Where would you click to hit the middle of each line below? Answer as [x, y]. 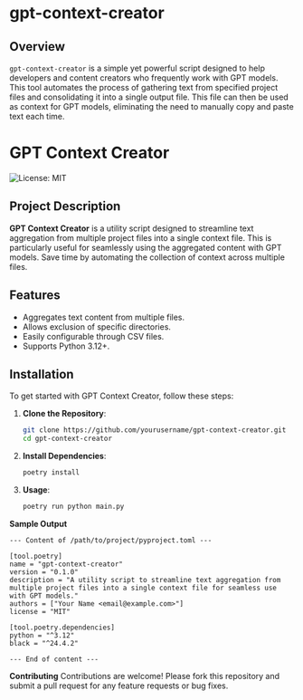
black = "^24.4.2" [44, 643]
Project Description [65, 206]
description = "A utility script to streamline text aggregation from [145, 580]
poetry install [51, 473]
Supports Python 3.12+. [66, 346]
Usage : [36, 490]
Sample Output [38, 523]
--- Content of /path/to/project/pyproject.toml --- [111, 540]
